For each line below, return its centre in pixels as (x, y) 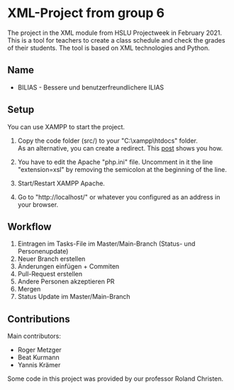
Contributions (39, 319)
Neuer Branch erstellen (51, 259)
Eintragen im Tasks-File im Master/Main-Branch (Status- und (106, 244)
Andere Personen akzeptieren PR (66, 281)
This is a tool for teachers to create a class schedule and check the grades (116, 40)
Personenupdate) (43, 251)
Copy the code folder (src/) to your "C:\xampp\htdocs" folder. (108, 141)
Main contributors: (34, 336)
